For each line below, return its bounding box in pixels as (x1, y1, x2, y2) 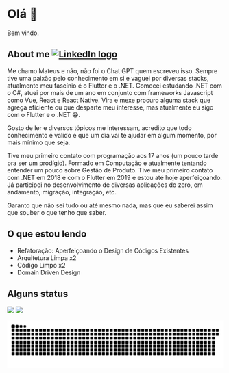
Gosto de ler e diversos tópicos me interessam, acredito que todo (7, 123, 192, 132)
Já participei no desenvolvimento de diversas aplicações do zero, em (7, 181, 204, 189)
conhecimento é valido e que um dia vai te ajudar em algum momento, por (7, 131, 217, 139)
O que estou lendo (7, 229, 87, 240)
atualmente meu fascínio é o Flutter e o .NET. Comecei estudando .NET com (7, 81, 223, 90)
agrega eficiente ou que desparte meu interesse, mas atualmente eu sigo (7, 103, 214, 112)
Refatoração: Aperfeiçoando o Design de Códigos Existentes (16, 246, 189, 255)
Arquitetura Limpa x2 (16, 253, 77, 262)
